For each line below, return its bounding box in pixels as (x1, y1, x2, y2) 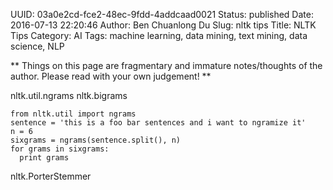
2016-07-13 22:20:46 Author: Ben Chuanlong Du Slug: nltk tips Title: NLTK (10, 19, 317, 31)
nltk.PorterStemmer (10, 170, 92, 182)
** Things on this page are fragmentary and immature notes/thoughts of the (10, 60, 323, 71)
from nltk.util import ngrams (10, 109, 137, 119)
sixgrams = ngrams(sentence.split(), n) (10, 135, 182, 145)
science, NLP (10, 40, 65, 52)
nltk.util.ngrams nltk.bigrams (10, 90, 128, 101)
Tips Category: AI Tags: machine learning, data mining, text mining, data (10, 30, 308, 41)
